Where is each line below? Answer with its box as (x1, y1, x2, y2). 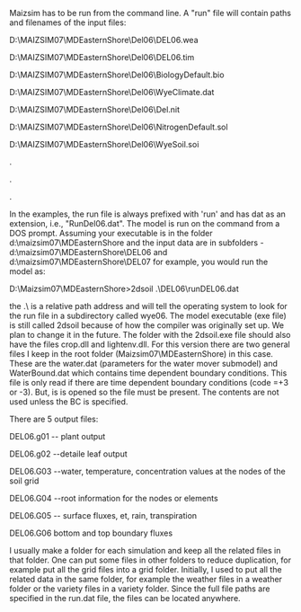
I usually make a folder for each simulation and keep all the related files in (9, 545, 281, 555)
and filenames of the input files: (9, 17, 127, 28)
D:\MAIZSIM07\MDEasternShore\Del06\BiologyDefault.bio (9, 69, 225, 80)
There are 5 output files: (9, 413, 99, 424)
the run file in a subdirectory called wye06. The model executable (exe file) (9, 310, 288, 321)
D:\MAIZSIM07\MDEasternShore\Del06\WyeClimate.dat (9, 87, 215, 97)
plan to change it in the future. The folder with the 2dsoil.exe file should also (9, 330, 291, 340)
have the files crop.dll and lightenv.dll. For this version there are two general (9, 339, 290, 350)
